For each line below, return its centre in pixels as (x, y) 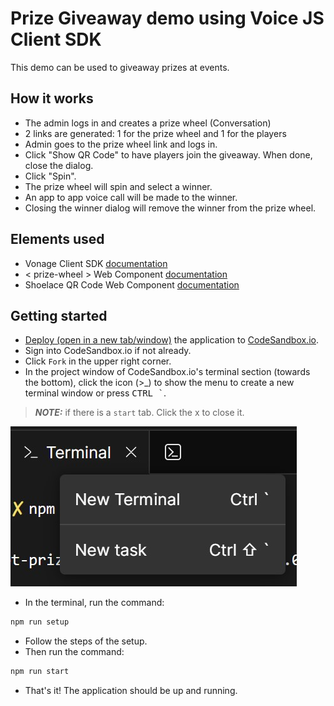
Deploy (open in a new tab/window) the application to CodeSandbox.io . (171, 340)
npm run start (40, 672)
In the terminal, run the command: (94, 603)
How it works (52, 98)
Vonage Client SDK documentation (96, 263)
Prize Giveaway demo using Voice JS (167, 18)
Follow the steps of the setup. (86, 641)
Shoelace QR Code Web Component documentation (132, 284)
